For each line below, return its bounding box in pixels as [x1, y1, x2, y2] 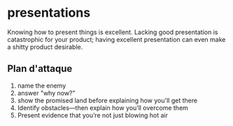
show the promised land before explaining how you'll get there [17, 96, 198, 104]
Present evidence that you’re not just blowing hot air [17, 111, 168, 119]
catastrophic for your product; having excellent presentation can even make [7, 35, 226, 43]
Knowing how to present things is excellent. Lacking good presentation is [7, 28, 218, 36]
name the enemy [17, 81, 66, 90]
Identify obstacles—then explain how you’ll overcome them [17, 103, 189, 112]
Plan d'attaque [7, 63, 73, 74]
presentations [7, 5, 91, 21]
